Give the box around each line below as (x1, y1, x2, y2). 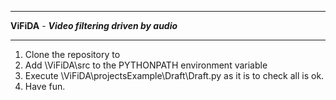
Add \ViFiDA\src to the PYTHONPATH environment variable (24, 59, 268, 71)
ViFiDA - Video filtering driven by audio (10, 20, 178, 31)
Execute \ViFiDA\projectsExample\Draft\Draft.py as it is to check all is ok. (24, 70, 325, 81)
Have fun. (24, 81, 66, 92)
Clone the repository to (24, 49, 121, 60)
